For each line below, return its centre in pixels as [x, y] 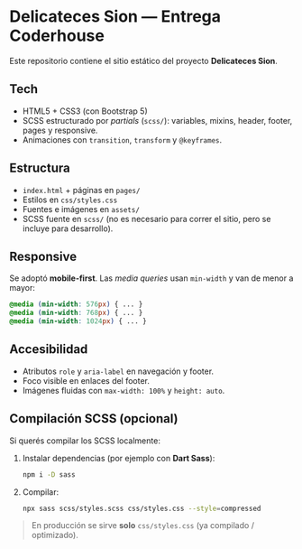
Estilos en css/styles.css [70, 200]
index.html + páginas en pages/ [81, 190]
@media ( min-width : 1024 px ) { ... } [78, 321]
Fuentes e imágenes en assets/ [81, 209]
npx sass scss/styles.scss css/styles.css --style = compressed [142, 508]
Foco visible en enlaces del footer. [86, 380]
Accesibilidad [49, 349]
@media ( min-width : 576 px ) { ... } [76, 304]
